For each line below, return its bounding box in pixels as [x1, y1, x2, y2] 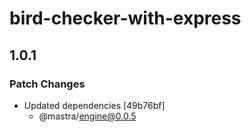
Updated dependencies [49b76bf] [23, 99, 166, 111]
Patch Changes [9, 77, 86, 91]
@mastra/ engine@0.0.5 [38, 110, 137, 122]
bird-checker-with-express [9, 7, 242, 30]
